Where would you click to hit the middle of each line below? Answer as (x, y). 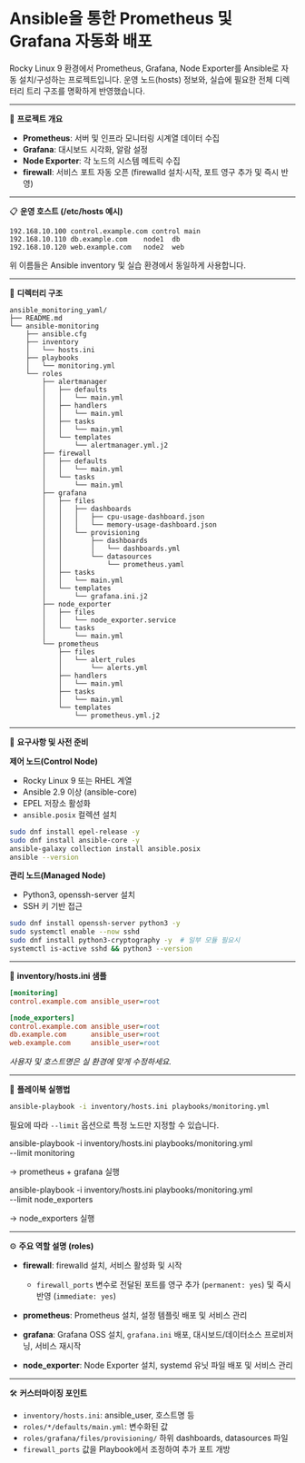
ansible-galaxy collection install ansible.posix (105, 849)
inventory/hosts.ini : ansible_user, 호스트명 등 (108, 1415)
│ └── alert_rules (97, 659)
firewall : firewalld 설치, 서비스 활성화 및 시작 (102, 1265)
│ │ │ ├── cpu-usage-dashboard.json (123, 517)
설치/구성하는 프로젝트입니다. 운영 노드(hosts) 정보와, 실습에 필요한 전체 (146, 79)
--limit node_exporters (51, 1200)
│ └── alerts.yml (103, 667)
